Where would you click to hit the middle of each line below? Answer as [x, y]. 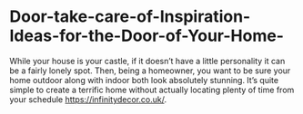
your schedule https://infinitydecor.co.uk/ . [88, 99]
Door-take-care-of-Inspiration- [130, 17]
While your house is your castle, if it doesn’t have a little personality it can [147, 61]
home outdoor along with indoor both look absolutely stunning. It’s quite [144, 80]
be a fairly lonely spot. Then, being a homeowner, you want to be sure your [150, 71]
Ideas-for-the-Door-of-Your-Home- [147, 36]
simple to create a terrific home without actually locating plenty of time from [152, 90]
